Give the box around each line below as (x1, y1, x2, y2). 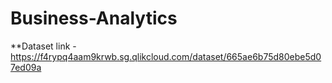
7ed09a (10, 61, 42, 73)
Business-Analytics (10, 7, 178, 30)
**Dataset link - (10, 40, 77, 52)
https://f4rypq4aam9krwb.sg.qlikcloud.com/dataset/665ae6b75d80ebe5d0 (10, 50, 322, 62)
